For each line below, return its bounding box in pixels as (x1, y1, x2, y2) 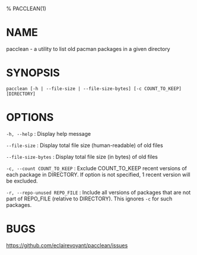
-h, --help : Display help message (6, 130, 91, 137)
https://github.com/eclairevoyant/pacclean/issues (6, 241, 128, 248)
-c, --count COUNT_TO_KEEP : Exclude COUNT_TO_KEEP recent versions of (6, 164, 187, 171)
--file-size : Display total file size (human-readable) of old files (6, 142, 163, 149)
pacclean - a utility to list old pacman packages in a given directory (6, 45, 170, 52)
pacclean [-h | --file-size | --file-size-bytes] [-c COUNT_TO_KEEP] (6, 85, 182, 91)
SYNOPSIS (6, 66, 61, 79)
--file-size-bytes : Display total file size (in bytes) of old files (6, 153, 158, 160)
